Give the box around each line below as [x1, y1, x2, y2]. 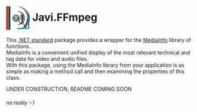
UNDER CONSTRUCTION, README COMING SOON [6, 85, 132, 93]
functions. [6, 42, 31, 50]
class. [6, 74, 21, 81]
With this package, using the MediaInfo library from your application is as [6, 61, 185, 68]
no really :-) [6, 99, 35, 106]
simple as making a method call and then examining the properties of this [6, 68, 185, 75]
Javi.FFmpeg [32, 11, 98, 24]
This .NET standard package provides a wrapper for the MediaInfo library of [6, 36, 191, 44]
